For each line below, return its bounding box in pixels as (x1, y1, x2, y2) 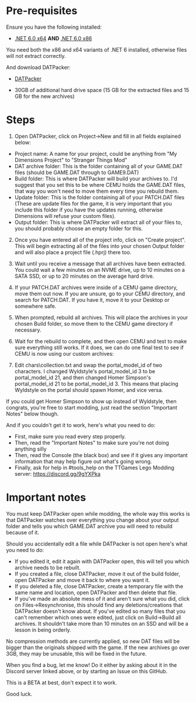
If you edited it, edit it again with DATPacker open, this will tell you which (14, 558, 190, 565)
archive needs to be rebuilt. (14, 564, 81, 571)
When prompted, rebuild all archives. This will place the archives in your (14, 313, 188, 321)
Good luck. (6, 690, 33, 697)
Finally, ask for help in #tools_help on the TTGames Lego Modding (14, 464, 174, 471)
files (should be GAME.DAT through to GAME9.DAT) (14, 169, 139, 176)
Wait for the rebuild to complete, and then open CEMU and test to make (14, 338, 187, 345)
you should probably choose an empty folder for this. (14, 224, 143, 232)
